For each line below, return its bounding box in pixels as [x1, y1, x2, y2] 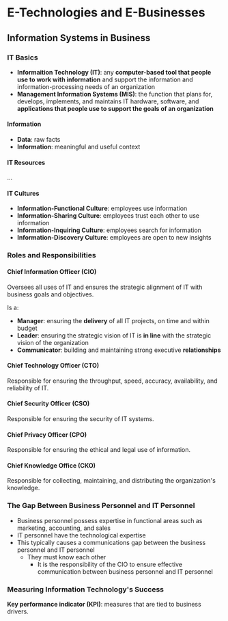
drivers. [7, 607, 29, 616]
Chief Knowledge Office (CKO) [7, 461, 96, 470]
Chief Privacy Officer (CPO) [7, 430, 87, 439]
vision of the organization [16, 338, 89, 346]
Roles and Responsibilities [7, 251, 97, 260]
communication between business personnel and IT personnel [37, 567, 213, 576]
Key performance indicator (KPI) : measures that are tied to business [7, 600, 201, 609]
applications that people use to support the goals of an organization [16, 104, 214, 112]
